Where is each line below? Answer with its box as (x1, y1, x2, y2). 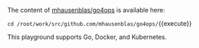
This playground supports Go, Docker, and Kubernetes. (7, 33, 167, 41)
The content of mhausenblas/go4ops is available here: (7, 6, 165, 14)
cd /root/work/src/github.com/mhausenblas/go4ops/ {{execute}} (7, 19, 192, 27)
